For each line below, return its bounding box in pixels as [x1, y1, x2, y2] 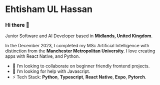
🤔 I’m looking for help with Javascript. [12, 68, 90, 74]
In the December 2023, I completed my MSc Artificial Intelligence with [5, 43, 149, 49]
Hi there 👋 [5, 22, 30, 29]
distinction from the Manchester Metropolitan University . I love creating [5, 48, 155, 54]
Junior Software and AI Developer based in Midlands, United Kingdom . [5, 33, 153, 39]
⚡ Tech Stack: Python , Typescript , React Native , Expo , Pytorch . [12, 74, 146, 80]
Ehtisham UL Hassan [5, 4, 93, 15]
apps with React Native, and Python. [5, 53, 80, 59]
